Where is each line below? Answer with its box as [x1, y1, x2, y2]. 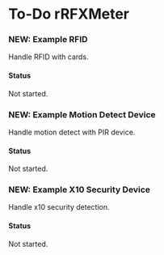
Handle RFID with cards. [8, 52, 89, 62]
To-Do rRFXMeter [8, 5, 129, 23]
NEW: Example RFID [8, 34, 88, 45]
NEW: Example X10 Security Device [8, 184, 151, 195]
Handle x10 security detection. [8, 202, 110, 212]
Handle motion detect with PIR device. [8, 127, 136, 137]
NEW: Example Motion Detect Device [8, 108, 156, 120]
